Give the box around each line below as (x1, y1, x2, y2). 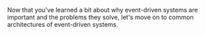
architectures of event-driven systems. (7, 21, 119, 28)
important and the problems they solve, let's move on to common (7, 13, 194, 21)
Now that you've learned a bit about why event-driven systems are (7, 6, 198, 14)
